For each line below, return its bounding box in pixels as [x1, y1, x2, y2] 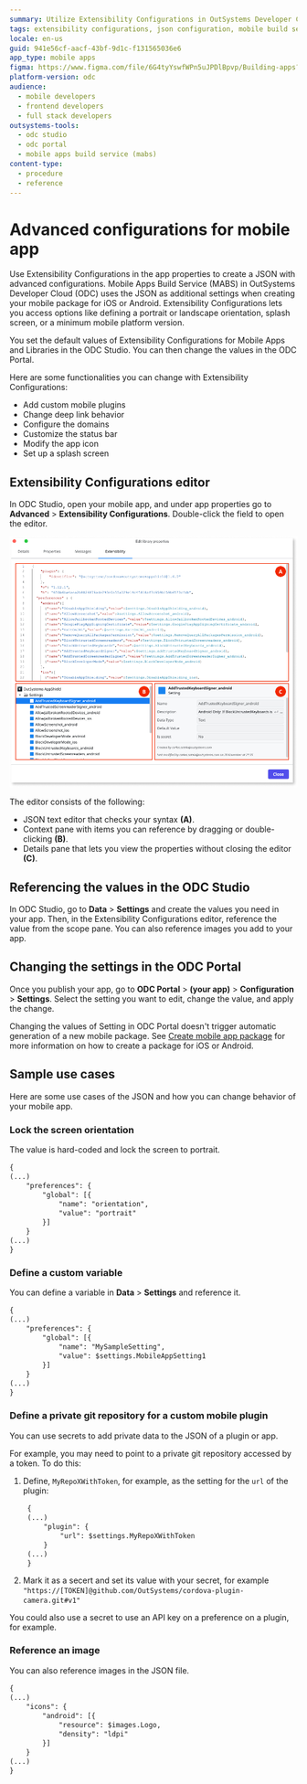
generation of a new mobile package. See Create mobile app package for [9, 1030, 286, 1041]
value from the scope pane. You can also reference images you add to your [9, 923, 293, 934]
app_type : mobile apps [9, 53, 96, 63]
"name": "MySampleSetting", [58, 1343, 166, 1352]
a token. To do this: [9, 1458, 82, 1469]
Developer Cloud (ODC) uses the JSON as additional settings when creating [9, 288, 295, 299]
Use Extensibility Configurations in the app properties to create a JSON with [9, 269, 296, 280]
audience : [9, 82, 48, 91]
